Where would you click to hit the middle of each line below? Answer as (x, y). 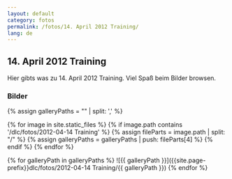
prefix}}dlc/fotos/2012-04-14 (49, 168)
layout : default (31, 14)
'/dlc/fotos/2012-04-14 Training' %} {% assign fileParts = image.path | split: (116, 132)
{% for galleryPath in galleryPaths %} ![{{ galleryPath (84, 160)
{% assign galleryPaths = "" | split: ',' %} (65, 111)
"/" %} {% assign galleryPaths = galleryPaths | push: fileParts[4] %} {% (110, 139)
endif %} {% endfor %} (41, 147)
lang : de (20, 33)
